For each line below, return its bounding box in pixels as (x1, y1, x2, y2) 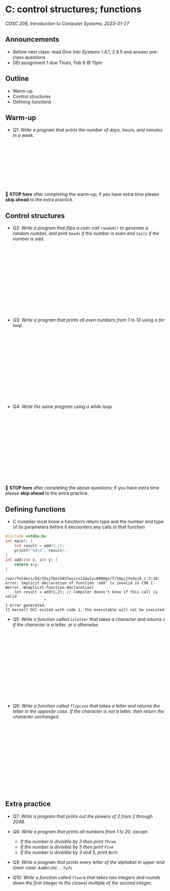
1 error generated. (5, 603, 47, 608)
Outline (5, 74, 29, 83)
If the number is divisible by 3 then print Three (20, 838, 116, 844)
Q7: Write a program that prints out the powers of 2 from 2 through (12, 813, 153, 819)
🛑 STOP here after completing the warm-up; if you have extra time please (5, 191, 159, 197)
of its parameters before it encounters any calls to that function (12, 524, 145, 530)
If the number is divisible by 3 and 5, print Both (20, 849, 118, 855)
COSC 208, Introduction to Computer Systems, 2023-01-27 (5, 20, 129, 26)
